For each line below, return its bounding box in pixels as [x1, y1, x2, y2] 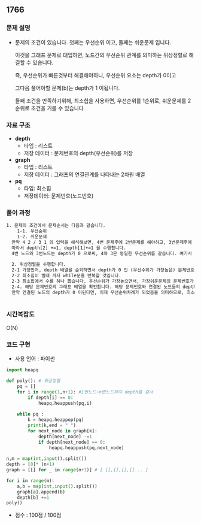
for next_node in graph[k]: [28, 428, 98, 434]
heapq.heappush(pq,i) [38, 400, 93, 406]
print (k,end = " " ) [28, 422, 77, 428]
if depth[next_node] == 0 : [38, 439, 106, 445]
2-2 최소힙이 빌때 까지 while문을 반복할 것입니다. [11, 272, 121, 279]
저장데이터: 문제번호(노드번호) [23, 192, 94, 199]
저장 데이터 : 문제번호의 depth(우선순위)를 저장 [23, 149, 133, 156]
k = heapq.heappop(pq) [28, 417, 84, 423]
